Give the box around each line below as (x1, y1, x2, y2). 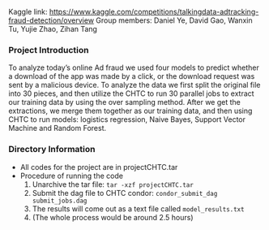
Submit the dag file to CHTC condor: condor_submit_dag (32, 188, 218, 197)
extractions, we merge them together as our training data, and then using (8, 106, 253, 116)
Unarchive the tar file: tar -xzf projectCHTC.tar (32, 179, 194, 189)
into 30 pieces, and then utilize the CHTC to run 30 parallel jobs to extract (8, 89, 254, 98)
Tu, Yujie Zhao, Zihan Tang (8, 24, 97, 33)
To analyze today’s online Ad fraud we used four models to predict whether (8, 63, 259, 72)
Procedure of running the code (19, 171, 124, 180)
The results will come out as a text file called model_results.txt (32, 203, 245, 214)
